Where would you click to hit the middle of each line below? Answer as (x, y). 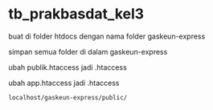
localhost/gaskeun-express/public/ (68, 97)
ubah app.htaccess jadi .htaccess (64, 83)
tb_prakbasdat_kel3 (76, 14)
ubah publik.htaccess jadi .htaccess (68, 67)
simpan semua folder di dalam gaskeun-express (88, 51)
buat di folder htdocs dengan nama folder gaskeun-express (107, 36)
